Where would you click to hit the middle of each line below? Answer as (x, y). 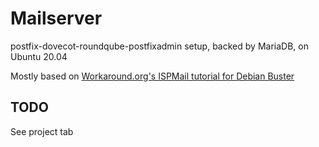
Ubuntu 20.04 (39, 56)
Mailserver (56, 18)
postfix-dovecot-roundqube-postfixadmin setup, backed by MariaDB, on (159, 46)
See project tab (42, 131)
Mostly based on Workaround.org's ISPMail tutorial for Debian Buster (152, 76)
